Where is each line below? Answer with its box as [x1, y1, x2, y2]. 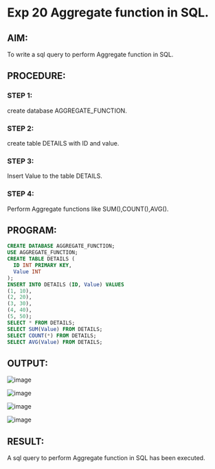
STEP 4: [7, 189, 34, 198]
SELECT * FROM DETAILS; [7, 319, 76, 326]
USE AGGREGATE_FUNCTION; [7, 249, 78, 256]
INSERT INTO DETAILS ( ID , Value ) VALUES [7, 281, 125, 288]
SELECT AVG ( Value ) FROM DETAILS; [7, 339, 103, 345]
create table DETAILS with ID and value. [7, 139, 120, 147]
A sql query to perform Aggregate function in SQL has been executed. [7, 454, 205, 462]
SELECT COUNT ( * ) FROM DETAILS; [7, 332, 97, 339]
